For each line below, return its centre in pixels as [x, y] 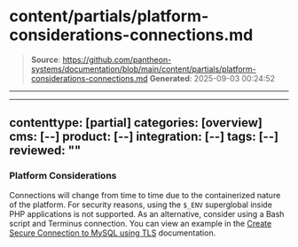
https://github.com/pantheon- [117, 59]
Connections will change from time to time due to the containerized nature [145, 195]
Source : [46, 59]
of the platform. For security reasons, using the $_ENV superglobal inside [141, 205]
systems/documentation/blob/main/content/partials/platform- [143, 69]
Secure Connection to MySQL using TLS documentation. [113, 233]
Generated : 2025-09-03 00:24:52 [212, 78]
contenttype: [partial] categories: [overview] [136, 123]
